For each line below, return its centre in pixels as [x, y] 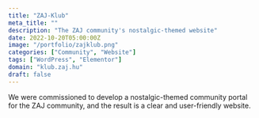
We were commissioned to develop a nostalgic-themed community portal [128, 97]
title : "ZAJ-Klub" [38, 15]
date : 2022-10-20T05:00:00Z [55, 38]
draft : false [30, 74]
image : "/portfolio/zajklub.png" [63, 45]
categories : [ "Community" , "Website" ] [72, 52]
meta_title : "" [33, 23]
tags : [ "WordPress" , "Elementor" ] [65, 60]
